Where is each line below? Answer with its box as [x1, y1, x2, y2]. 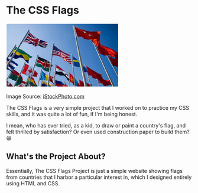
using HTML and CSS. [6, 179, 60, 187]
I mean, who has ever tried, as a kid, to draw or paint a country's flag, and [6, 122, 186, 129]
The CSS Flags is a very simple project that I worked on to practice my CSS [6, 104, 189, 112]
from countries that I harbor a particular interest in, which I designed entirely [6, 174, 192, 181]
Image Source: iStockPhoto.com [6, 93, 85, 100]
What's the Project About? [6, 152, 106, 162]
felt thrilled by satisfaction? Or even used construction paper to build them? [6, 128, 190, 136]
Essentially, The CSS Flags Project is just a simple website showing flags [6, 167, 183, 174]
